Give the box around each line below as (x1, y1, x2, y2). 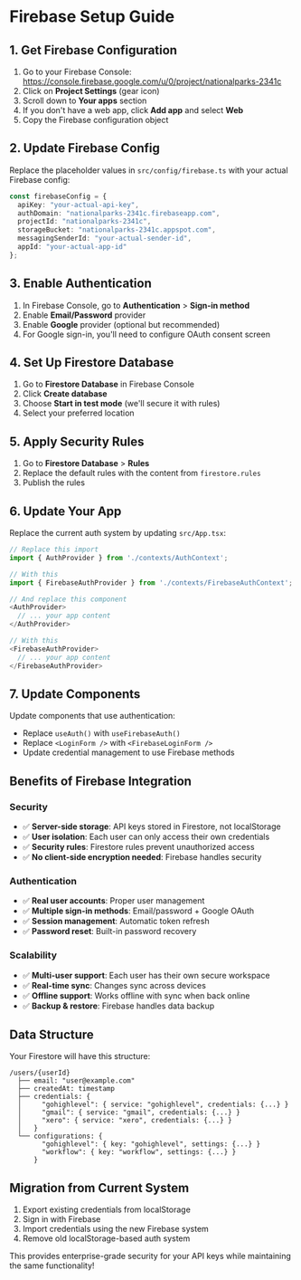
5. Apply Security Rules (9, 434, 145, 449)
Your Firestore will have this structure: (9, 1051, 151, 1062)
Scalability (9, 949, 57, 961)
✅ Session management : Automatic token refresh (22, 916, 210, 927)
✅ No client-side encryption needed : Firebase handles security (22, 852, 262, 863)
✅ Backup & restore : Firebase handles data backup (22, 1000, 215, 1011)
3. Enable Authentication (9, 276, 152, 291)
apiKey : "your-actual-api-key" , (17, 200, 140, 209)
